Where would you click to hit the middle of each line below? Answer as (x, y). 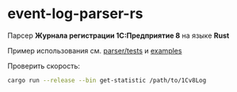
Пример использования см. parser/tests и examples (95, 50)
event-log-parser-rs (75, 14)
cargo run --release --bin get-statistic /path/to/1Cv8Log (107, 80)
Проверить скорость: (44, 66)
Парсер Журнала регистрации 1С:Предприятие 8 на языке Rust (118, 35)
